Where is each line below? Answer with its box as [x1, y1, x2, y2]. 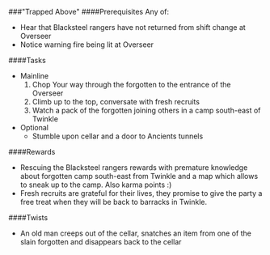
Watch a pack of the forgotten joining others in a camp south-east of [32, 105, 261, 115]
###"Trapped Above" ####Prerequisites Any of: [8, 7, 170, 16]
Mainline [19, 71, 49, 80]
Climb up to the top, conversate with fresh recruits [32, 97, 200, 106]
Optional [19, 123, 49, 132]
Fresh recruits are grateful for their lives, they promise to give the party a [19, 189, 263, 198]
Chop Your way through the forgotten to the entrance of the [32, 80, 231, 89]
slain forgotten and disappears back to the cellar [19, 237, 182, 246]
